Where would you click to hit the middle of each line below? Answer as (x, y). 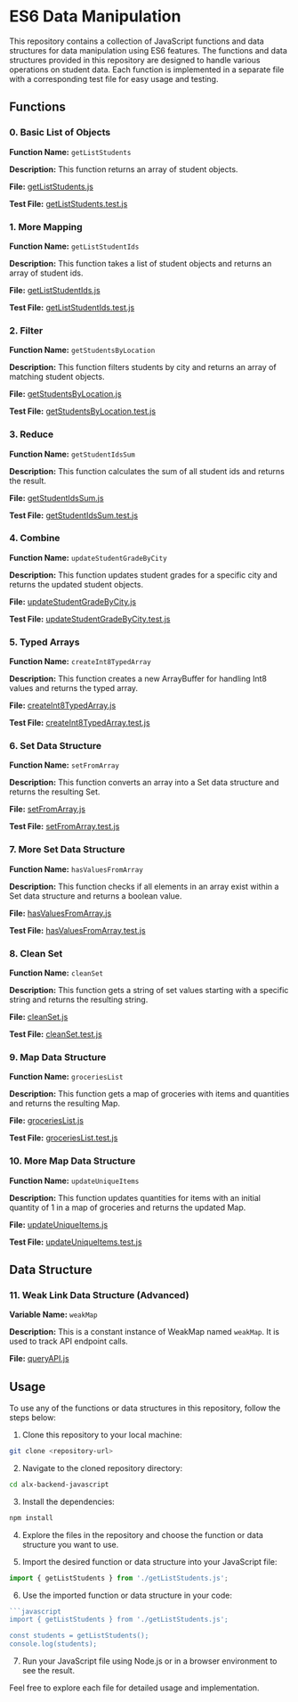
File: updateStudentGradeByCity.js (72, 601)
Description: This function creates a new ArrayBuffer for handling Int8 (138, 678)
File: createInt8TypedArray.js (63, 705)
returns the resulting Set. (55, 792)
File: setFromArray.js (48, 810)
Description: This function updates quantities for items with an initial (135, 1197)
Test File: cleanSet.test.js (56, 1034)
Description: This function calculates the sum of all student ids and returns (147, 471)
